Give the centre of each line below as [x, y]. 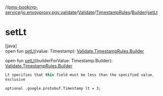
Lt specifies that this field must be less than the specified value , [80, 75]
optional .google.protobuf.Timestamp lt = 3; [53, 88]
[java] [11, 46]
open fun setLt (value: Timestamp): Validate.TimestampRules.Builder [75, 51]
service [13, 12]
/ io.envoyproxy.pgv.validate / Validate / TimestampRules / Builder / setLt [89, 12]
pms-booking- [23, 7]
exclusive [15, 79]
